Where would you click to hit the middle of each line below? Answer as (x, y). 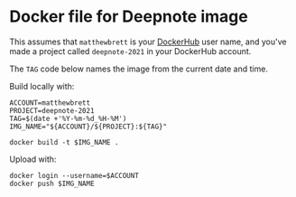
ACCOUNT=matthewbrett (50, 103)
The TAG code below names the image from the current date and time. (139, 69)
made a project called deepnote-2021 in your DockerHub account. (130, 51)
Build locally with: (42, 86)
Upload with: (33, 159)
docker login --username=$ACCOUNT (74, 175)
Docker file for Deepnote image (129, 17)
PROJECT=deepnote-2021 (52, 110)
